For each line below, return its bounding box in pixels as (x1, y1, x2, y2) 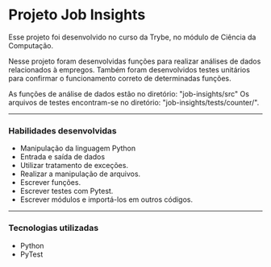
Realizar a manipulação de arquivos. (19, 169, 141, 179)
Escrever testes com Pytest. (19, 187, 114, 196)
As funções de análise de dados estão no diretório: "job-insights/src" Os (8, 88, 250, 98)
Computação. (8, 40, 54, 50)
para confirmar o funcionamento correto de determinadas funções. (8, 73, 231, 83)
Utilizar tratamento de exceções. (19, 161, 129, 170)
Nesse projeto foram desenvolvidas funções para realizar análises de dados (8, 56, 261, 66)
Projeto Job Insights (8, 6, 146, 24)
